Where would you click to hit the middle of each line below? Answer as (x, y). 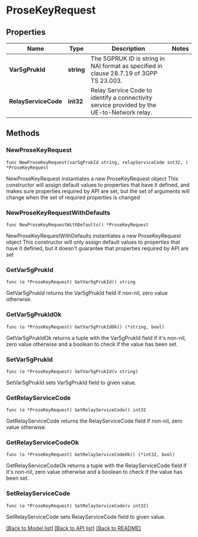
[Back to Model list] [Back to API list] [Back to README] (74, 528)
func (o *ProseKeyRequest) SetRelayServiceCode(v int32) (77, 506)
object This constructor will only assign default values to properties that (93, 242)
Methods (23, 133)
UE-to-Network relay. (121, 112)
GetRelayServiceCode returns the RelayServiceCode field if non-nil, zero (94, 421)
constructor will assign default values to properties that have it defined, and (98, 185)
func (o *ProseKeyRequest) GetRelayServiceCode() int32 (76, 410)
